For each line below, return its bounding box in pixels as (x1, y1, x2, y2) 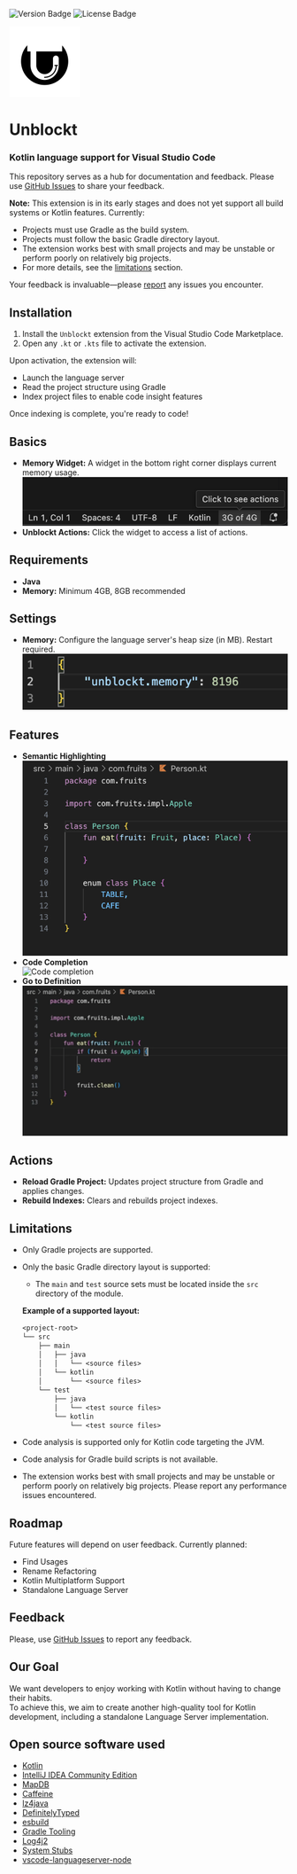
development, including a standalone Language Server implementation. (9, 1711, 270, 1722)
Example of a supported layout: (21, 1306, 140, 1316)
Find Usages (21, 1557, 69, 1567)
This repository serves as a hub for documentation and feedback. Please (9, 171, 275, 182)
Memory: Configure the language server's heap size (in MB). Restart (21, 635, 273, 645)
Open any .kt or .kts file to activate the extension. (21, 338, 207, 349)
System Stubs (21, 1845, 73, 1856)
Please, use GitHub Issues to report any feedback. (9, 1634, 193, 1644)
